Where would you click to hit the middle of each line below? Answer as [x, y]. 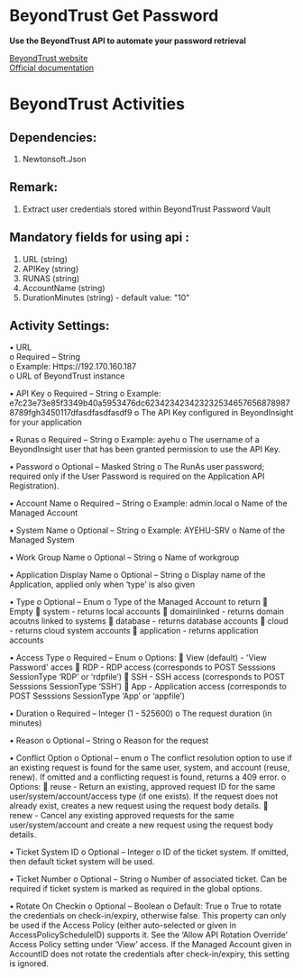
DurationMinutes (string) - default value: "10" [106, 297]
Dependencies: [53, 137]
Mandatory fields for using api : [99, 238]
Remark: [34, 187]
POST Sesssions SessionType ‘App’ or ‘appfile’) [97, 696]
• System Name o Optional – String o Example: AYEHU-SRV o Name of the [147, 530]
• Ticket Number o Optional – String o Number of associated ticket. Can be [148, 879]
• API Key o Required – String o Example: [85, 394]
